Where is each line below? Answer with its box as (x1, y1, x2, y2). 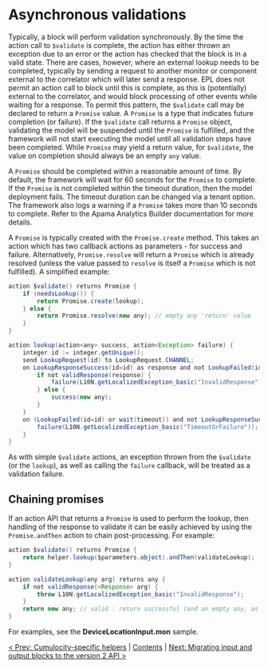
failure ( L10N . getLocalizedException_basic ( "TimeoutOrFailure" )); (37, 423, 259, 431)
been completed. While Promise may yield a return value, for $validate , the (8, 142, 254, 152)
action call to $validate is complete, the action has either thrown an (8, 40, 231, 50)
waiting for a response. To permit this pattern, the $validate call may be (8, 100, 245, 109)
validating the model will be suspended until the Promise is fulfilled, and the (8, 125, 255, 135)
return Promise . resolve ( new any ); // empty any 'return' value (37, 312, 251, 320)
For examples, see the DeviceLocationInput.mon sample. (8, 627, 199, 636)
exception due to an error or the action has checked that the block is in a (8, 49, 247, 58)
